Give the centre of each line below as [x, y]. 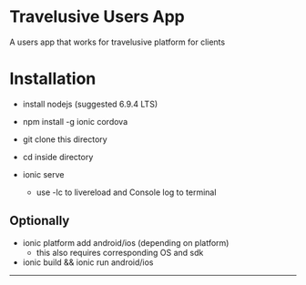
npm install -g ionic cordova [75, 121]
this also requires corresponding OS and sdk [120, 252]
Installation [53, 79]
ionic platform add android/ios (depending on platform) [126, 242]
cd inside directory [58, 157]
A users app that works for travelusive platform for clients [117, 42]
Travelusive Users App [97, 17]
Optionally [40, 221]
